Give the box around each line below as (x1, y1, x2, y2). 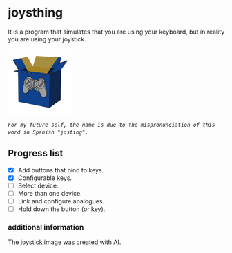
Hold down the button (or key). (17, 205, 106, 213)
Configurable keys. (17, 174, 72, 182)
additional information (8, 223, 84, 232)
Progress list (8, 148, 64, 159)
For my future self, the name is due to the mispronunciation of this (8, 121, 215, 128)
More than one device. (17, 189, 82, 197)
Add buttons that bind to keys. (17, 165, 104, 174)
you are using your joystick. (8, 34, 86, 43)
